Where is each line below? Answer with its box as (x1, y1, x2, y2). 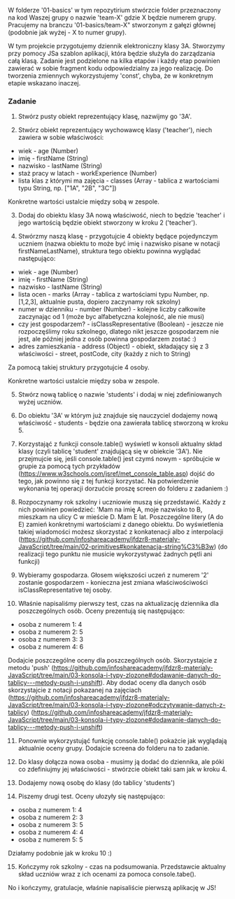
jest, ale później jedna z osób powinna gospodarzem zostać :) (17, 335, 197, 344)
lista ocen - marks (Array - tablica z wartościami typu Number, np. (17, 290, 209, 299)
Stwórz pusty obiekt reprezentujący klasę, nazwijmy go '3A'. (17, 112, 192, 121)
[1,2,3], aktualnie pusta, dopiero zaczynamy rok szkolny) (17, 297, 181, 306)
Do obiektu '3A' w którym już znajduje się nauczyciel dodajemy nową (17, 411, 218, 420)
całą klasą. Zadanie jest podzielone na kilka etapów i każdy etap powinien (8, 57, 221, 65)
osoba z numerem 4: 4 (17, 828, 84, 837)
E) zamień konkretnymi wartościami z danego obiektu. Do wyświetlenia (17, 521, 224, 529)
